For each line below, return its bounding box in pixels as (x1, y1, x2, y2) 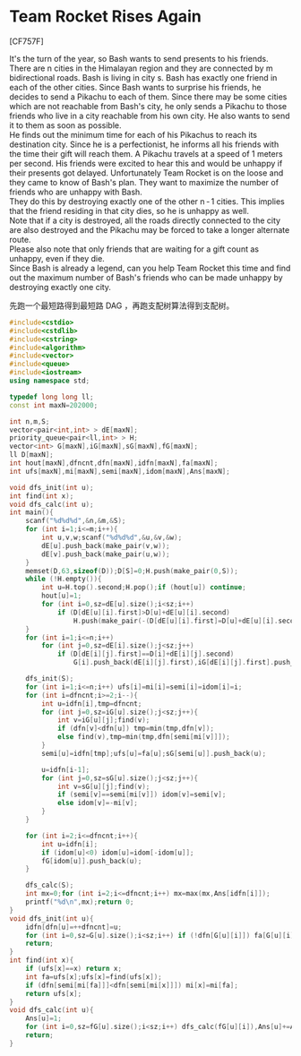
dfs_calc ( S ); (25, 880, 74, 890)
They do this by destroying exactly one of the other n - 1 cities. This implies (9, 195, 285, 207)
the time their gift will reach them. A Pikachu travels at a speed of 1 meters (9, 148, 284, 159)
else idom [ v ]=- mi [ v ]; (56, 799, 139, 808)
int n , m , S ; (9, 416, 50, 426)
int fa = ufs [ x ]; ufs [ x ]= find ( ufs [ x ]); (25, 972, 163, 982)
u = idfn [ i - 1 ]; (41, 765, 90, 774)
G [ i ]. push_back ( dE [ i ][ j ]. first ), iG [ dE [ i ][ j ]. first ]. (73, 658, 275, 667)
